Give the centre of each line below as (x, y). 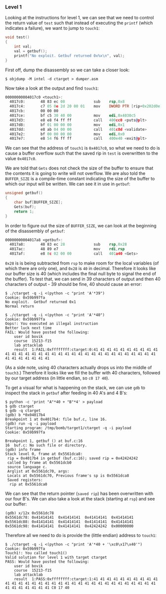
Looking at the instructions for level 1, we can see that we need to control (80, 18)
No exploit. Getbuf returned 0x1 (41, 302)
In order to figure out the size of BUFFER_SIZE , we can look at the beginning (81, 225)
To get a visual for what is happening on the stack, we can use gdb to (75, 388)
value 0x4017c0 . (21, 159)
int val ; (23, 47)
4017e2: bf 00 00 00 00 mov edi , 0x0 (67, 134)
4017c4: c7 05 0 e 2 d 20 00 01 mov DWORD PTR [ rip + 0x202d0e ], (87, 107)
